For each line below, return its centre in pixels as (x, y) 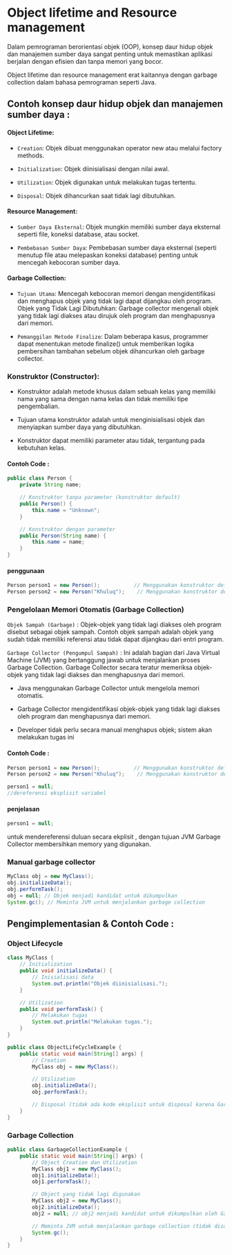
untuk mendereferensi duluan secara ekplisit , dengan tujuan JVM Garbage (114, 837)
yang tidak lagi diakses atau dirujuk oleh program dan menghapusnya (116, 315)
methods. (31, 155)
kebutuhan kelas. (41, 448)
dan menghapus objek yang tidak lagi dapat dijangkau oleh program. (115, 301)
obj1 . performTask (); (61, 1182)
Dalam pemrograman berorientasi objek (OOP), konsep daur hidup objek (110, 46)
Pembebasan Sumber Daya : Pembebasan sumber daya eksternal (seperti (117, 247)
